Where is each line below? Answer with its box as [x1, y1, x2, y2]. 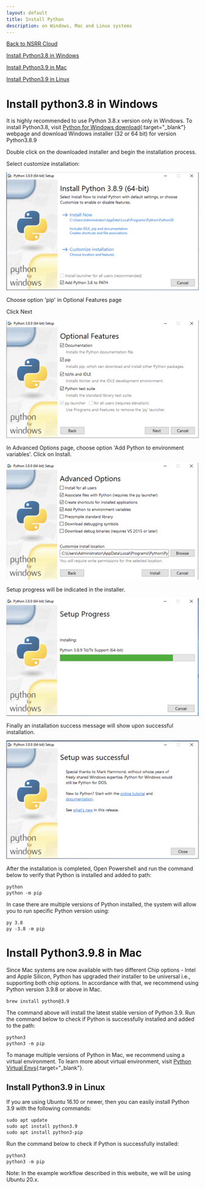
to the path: [6, 1022, 35, 1029]
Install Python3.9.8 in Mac [6, 946, 142, 960]
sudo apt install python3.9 [6, 1123, 78, 1129]
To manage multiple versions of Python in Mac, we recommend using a [6, 1051, 185, 1059]
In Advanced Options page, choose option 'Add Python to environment [6, 444, 184, 451]
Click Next [6, 308, 32, 315]
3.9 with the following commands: [6, 1104, 92, 1112]
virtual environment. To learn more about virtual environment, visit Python [6, 1058, 192, 1065]
